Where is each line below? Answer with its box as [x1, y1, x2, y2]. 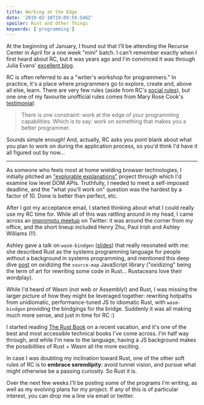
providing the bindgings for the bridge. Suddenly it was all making [27, 305, 192, 313]
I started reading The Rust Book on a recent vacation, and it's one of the [6, 324, 187, 331]
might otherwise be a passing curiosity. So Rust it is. [6, 367, 137, 375]
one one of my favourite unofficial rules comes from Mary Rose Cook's [6, 93, 184, 100]
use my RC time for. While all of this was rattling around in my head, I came [6, 210, 194, 218]
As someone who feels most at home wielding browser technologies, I [6, 167, 182, 174]
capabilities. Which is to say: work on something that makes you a [21, 118, 186, 125]
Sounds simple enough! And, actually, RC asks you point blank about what [6, 136, 192, 144]
